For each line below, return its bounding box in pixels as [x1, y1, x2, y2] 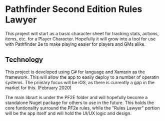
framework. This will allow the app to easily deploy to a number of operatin [5, 74, 159, 80]
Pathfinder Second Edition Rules [5, 3, 142, 15]
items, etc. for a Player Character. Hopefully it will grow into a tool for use [5, 36, 156, 42]
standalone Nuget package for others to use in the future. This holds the [5, 100, 154, 106]
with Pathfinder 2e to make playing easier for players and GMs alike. [5, 41, 146, 47]
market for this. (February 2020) [5, 85, 71, 91]
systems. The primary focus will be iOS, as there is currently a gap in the [5, 79, 155, 85]
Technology [5, 56, 43, 64]
